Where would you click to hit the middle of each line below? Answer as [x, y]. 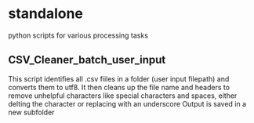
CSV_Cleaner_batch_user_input [87, 60]
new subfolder [31, 112]
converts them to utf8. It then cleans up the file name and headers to [119, 87]
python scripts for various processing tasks [78, 35]
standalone [46, 14]
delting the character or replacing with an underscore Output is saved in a [127, 103]
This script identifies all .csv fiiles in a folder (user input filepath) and [119, 78]
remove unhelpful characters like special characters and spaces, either [123, 96]
